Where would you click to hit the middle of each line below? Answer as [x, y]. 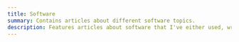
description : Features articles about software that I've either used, [116, 27]
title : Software [31, 14]
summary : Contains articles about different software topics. [101, 21]
